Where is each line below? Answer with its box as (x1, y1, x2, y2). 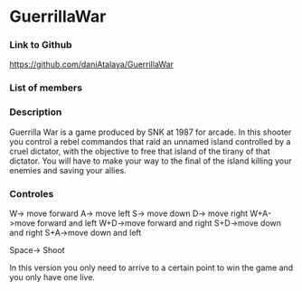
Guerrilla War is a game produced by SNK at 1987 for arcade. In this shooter (9, 127, 292, 137)
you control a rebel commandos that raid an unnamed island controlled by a (9, 136, 291, 146)
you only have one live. (9, 272, 96, 282)
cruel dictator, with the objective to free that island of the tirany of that (9, 145, 271, 156)
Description (9, 106, 62, 118)
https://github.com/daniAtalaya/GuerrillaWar (9, 59, 175, 70)
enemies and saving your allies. (9, 164, 127, 175)
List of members (9, 81, 83, 94)
